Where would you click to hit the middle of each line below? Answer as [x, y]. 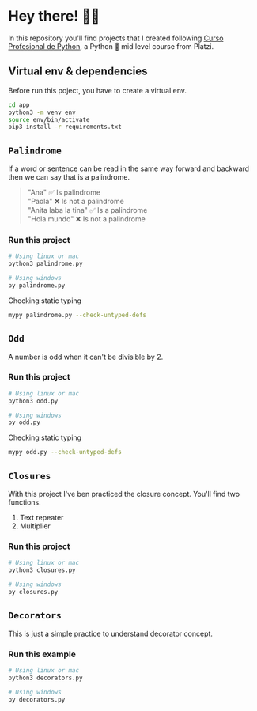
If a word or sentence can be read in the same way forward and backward [129, 168]
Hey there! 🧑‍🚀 [54, 16]
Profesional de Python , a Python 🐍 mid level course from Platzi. [111, 46]
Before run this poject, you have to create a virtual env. [98, 90]
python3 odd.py [33, 401]
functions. [25, 502]
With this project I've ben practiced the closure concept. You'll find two [124, 494]
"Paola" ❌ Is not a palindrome [76, 202]
